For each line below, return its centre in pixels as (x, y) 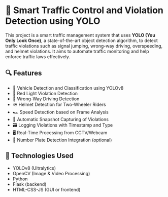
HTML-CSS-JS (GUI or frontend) (46, 189)
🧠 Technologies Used (39, 156)
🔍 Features (24, 73)
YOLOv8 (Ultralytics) (34, 168)
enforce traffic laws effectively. (38, 56)
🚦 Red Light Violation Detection (45, 93)
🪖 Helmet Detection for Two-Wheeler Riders (59, 104)
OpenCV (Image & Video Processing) (51, 173)
